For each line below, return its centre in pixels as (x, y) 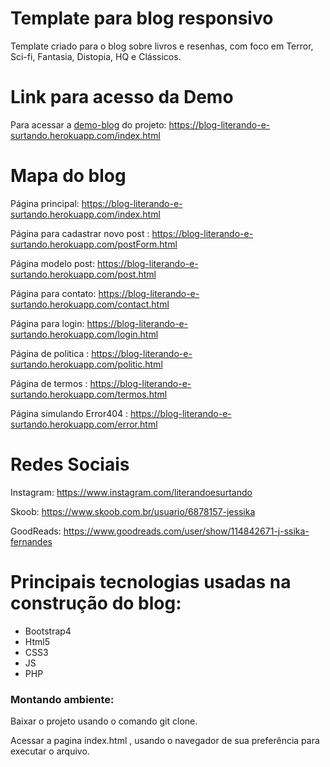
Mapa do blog (68, 176)
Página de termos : (49, 383)
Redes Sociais (70, 464)
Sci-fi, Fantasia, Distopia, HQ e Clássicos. (96, 56)
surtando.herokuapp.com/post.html (83, 274)
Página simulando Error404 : (69, 413)
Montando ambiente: (62, 699)
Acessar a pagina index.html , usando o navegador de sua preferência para (165, 740)
